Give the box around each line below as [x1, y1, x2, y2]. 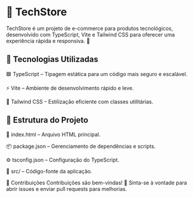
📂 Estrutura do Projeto [6, 115, 88, 126]
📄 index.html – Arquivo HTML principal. [6, 131, 101, 138]
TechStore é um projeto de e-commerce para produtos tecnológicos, [6, 25, 174, 32]
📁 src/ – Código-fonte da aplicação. [6, 167, 92, 174]
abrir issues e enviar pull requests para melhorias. [6, 185, 128, 192]
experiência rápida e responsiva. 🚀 [6, 37, 90, 44]
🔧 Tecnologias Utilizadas [6, 54, 98, 64]
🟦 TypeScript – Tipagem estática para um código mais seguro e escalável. [6, 70, 188, 77]
